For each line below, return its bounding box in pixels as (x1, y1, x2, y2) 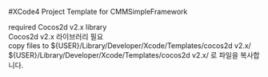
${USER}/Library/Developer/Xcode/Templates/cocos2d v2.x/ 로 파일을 (8, 51, 238, 59)
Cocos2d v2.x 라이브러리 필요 (8, 32, 104, 41)
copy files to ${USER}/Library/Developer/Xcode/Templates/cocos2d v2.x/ (8, 41, 252, 51)
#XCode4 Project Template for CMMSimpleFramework (8, 7, 188, 16)
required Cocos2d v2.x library (8, 22, 107, 31)
